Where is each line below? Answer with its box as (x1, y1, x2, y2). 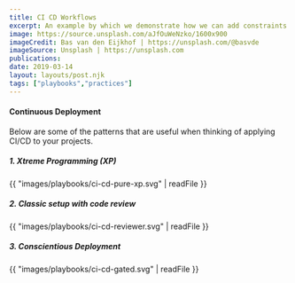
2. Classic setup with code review (9, 199, 136, 209)
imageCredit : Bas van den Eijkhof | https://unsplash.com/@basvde (9, 37, 260, 47)
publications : (9, 54, 62, 63)
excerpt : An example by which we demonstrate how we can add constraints (9, 21, 288, 30)
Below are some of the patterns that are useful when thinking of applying (9, 126, 276, 137)
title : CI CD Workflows (9, 12, 97, 22)
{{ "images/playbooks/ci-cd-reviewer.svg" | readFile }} (9, 221, 210, 232)
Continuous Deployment (9, 106, 102, 117)
